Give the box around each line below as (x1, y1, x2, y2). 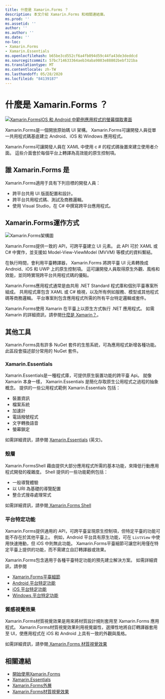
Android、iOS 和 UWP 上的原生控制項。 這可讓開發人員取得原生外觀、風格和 (5, 266, 160, 272)
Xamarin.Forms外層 (12, 683, 52, 689)
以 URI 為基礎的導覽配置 (12, 486, 61, 492)
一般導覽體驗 (12, 479, 38, 485)
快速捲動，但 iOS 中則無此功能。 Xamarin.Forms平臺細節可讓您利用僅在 (9, 541, 154, 547)
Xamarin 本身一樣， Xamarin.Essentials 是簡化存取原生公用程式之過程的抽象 (5, 379, 159, 385)
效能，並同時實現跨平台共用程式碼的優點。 (5, 272, 92, 278)
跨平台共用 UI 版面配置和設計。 (12, 190, 75, 196)
